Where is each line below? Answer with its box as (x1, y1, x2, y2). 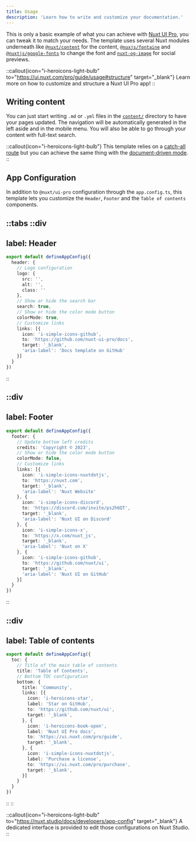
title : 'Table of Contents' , (17, 668, 89, 674)
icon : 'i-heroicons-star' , (27, 696, 94, 702)
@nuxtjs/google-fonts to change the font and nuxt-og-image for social (6, 49, 176, 56)
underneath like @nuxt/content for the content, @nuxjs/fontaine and (6, 43, 171, 50)
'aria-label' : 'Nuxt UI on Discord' (21, 516, 112, 522)
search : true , (17, 303, 51, 310)
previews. (6, 56, 30, 63)
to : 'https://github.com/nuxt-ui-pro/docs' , (21, 337, 133, 342)
